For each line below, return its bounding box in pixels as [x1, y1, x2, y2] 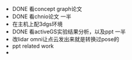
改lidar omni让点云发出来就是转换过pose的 [12, 36, 120, 42]
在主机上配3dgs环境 [12, 21, 63, 27]
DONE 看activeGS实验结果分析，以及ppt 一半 [12, 28, 127, 35]
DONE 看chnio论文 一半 [12, 13, 71, 20]
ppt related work [12, 42, 54, 50]
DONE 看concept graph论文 [12, 5, 82, 12]
